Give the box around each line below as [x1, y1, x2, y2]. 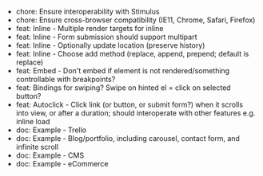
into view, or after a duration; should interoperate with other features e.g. [15, 108, 256, 118]
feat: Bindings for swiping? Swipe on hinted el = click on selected [15, 83, 231, 92]
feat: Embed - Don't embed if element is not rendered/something [15, 66, 230, 75]
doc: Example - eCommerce [15, 159, 110, 168]
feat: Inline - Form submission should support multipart [15, 32, 197, 41]
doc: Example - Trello [15, 125, 86, 135]
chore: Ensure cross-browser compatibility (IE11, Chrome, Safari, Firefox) [15, 15, 256, 25]
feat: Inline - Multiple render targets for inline [15, 24, 164, 33]
